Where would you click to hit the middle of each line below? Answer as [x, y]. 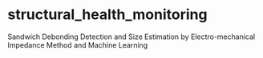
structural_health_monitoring [107, 15]
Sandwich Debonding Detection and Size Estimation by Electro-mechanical [131, 37]
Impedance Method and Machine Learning [78, 44]
